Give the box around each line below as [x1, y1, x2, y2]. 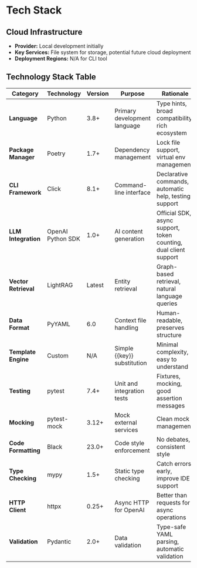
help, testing [156, 192, 191, 200]
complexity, [156, 348, 189, 356]
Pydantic [46, 537, 72, 546]
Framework [9, 188, 42, 196]
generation [114, 235, 145, 243]
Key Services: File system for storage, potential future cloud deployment [14, 49, 191, 56]
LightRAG [46, 280, 73, 289]
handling [114, 323, 139, 332]
